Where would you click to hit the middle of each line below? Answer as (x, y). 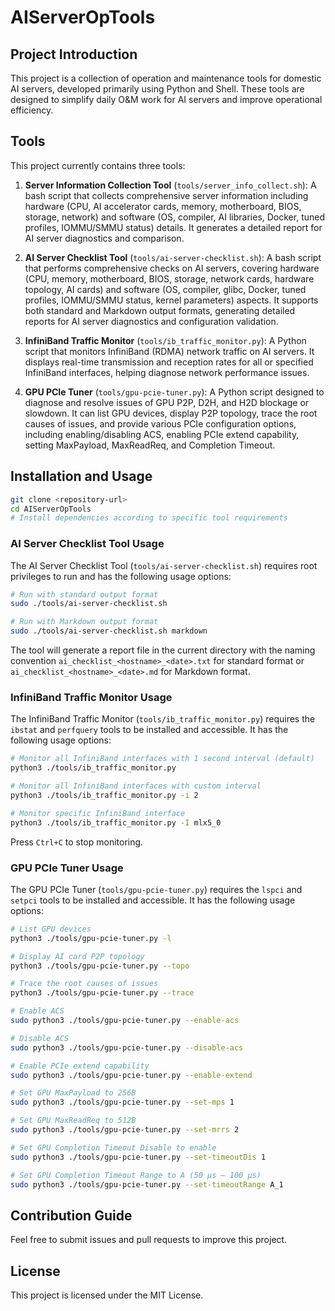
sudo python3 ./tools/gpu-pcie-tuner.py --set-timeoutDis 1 (138, 1157)
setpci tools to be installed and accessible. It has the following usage (153, 900)
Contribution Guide (71, 1215)
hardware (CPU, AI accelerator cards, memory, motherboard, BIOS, (163, 206)
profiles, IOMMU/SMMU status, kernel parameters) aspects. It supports (171, 300)
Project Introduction (74, 54)
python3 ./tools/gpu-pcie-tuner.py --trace (102, 993)
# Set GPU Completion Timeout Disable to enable (113, 1147)
